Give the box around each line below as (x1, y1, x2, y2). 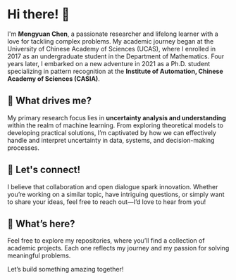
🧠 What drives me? (7, 95, 92, 107)
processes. (7, 144, 40, 152)
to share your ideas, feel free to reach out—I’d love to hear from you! (7, 197, 206, 206)
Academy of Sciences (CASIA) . (7, 74, 100, 83)
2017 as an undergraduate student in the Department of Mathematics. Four (7, 52, 225, 61)
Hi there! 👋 (7, 6, 70, 23)
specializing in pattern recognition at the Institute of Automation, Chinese (7, 67, 223, 75)
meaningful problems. (7, 251, 71, 260)
